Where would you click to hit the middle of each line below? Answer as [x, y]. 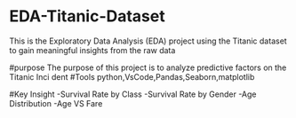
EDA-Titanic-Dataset [88, 16]
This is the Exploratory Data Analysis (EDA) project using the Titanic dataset [148, 41]
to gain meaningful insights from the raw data [92, 50]
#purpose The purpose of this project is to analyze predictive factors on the [148, 67]
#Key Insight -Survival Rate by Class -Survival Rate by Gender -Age [133, 94]
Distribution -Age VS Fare [56, 103]
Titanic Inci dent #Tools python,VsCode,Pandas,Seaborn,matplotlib [132, 76]
